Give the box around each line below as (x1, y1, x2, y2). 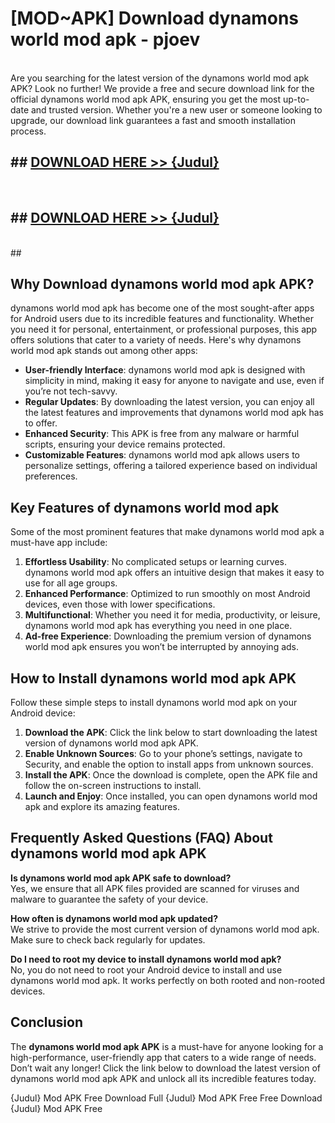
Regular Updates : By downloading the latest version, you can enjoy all (24, 396, 315, 408)
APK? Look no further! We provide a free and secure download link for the (10, 82, 315, 94)
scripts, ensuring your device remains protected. (24, 438, 226, 451)
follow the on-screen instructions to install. (24, 780, 202, 791)
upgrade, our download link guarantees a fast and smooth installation (10, 114, 297, 126)
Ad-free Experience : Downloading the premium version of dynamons (24, 630, 312, 642)
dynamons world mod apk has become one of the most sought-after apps (10, 302, 315, 314)
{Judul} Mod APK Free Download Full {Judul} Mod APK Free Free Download (10, 1092, 323, 1104)
